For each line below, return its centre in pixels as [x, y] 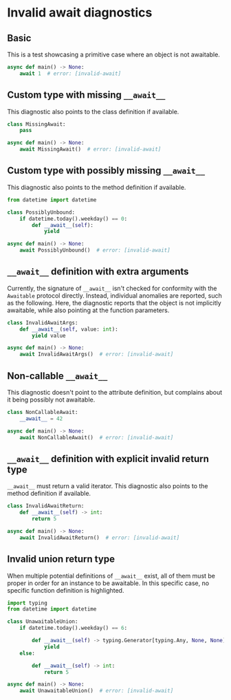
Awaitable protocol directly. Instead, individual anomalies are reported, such [114, 295]
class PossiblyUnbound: [41, 212]
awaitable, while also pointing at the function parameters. [88, 310]
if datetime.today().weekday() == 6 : [74, 628]
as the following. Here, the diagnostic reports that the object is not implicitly [114, 303]
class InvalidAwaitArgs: [43, 322]
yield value [49, 336]
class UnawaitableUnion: [43, 622]
